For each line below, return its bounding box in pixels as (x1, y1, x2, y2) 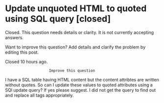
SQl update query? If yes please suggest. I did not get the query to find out (5, 87, 156, 93)
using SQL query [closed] (5, 13, 111, 24)
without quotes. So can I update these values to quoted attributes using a (5, 82, 153, 88)
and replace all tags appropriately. (5, 92, 74, 98)
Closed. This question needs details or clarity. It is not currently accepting (5, 29, 154, 35)
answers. (5, 35, 23, 41)
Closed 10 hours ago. (5, 59, 48, 64)
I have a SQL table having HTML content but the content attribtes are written (5, 77, 159, 82)
